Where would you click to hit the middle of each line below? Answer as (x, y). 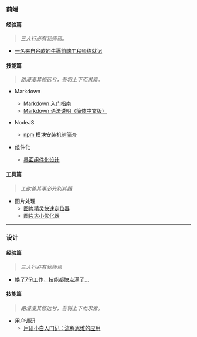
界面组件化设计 (41, 160)
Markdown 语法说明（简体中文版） (65, 111)
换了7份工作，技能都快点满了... (52, 279)
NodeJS (24, 123)
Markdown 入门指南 (47, 103)
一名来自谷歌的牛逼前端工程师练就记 (58, 51)
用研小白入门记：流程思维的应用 (62, 328)
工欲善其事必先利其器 (46, 188)
